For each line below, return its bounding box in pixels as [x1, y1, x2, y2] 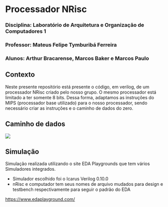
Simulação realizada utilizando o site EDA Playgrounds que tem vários [5, 161, 150, 167]
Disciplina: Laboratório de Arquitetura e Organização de [5, 22, 144, 29]
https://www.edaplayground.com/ [5, 196, 75, 202]
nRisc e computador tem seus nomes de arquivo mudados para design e [12, 181, 163, 187]
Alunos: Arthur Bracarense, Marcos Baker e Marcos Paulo [5, 54, 149, 61]
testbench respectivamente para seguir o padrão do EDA [12, 186, 131, 192]
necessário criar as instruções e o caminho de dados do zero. [5, 105, 133, 111]
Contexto [5, 71, 35, 79]
